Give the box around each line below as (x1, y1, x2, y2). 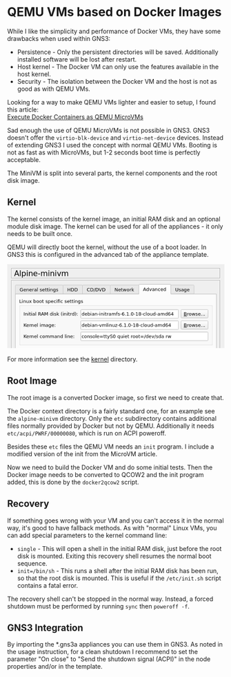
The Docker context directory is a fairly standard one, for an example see (7, 406, 215, 415)
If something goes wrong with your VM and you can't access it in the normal (7, 516, 224, 525)
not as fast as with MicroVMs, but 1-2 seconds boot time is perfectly (7, 148, 201, 156)
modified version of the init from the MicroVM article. (7, 449, 157, 458)
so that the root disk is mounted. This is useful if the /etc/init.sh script (17, 574, 222, 582)
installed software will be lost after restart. (17, 55, 137, 63)
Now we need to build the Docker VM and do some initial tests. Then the (7, 463, 213, 471)
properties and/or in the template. (7, 662, 103, 671)
